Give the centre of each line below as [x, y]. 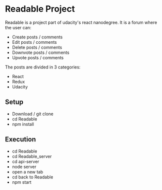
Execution [21, 139]
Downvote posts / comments [41, 52]
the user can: [18, 27]
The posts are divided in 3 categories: [43, 67]
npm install [23, 124]
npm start [22, 182]
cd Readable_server [32, 156]
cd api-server [26, 161]
